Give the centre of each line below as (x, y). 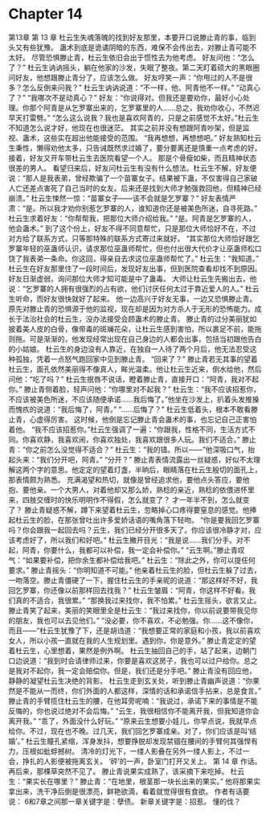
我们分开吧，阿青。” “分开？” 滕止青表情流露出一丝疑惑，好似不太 (147, 459)
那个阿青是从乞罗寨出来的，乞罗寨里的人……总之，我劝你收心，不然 (141, 107)
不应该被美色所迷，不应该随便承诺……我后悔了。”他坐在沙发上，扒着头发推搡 (134, 399)
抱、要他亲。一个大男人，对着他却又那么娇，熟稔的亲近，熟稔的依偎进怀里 (131, 489)
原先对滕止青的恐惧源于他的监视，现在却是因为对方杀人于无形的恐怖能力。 (131, 308)
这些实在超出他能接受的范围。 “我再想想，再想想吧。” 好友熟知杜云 (152, 138)
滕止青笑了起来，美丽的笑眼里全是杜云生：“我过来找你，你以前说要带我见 (130, 610)
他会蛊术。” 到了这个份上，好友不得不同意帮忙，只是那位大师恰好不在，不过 (133, 228)
